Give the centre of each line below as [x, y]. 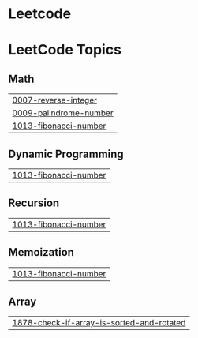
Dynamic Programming [66, 154]
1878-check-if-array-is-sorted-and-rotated [99, 323]
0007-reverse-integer [54, 100]
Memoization [41, 252]
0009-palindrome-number [63, 113]
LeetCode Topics [65, 50]
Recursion [34, 203]
